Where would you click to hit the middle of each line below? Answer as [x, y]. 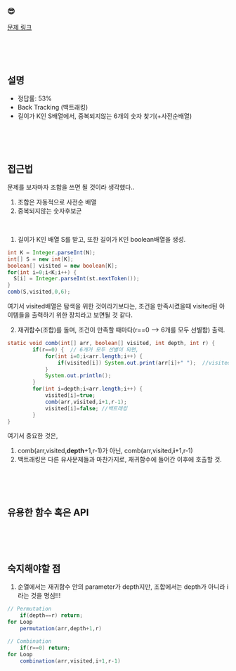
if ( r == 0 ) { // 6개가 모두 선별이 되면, [86, 350]
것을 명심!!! [46, 596]
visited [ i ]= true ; [70, 396]
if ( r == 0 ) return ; [45, 648]
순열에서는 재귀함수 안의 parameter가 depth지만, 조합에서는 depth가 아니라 [121, 587]
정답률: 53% [35, 98]
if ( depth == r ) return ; [51, 615]
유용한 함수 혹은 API [48, 512]
